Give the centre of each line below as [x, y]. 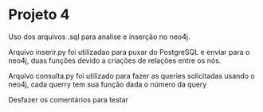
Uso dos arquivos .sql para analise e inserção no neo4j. [99, 37]
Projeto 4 [39, 15]
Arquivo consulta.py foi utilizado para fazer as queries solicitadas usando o [131, 75]
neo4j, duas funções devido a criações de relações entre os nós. [115, 60]
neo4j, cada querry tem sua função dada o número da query [108, 84]
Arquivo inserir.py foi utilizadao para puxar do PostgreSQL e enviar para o [129, 52]
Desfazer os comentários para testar [69, 99]
